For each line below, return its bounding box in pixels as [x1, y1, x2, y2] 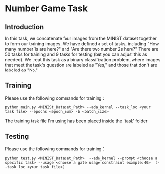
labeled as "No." [5, 67, 38, 73]
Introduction [5, 23, 44, 31]
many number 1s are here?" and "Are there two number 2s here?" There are [5, 46, 159, 52]
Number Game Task [5, 3, 88, 14]
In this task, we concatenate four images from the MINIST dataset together [5, 35, 157, 41]
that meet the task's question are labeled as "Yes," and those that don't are [5, 62, 158, 68]
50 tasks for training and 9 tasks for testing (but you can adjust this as [5, 51, 147, 57]
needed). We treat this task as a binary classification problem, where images [5, 57, 161, 62]
